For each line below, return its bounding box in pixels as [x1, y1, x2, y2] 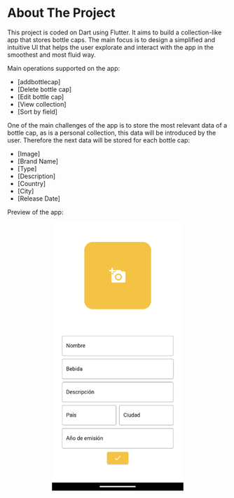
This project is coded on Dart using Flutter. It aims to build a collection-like [7, 28, 222, 36]
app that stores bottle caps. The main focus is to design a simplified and [7, 35, 216, 43]
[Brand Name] [17, 156, 58, 166]
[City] [17, 187, 34, 195]
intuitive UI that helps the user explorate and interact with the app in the [7, 43, 214, 51]
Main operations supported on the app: [7, 64, 121, 72]
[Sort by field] [17, 107, 58, 116]
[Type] [17, 164, 37, 173]
